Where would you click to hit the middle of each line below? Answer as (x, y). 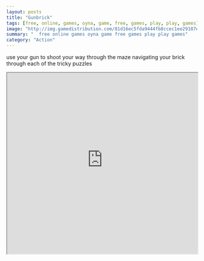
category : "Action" (31, 40)
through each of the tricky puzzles (49, 63)
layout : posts (24, 12)
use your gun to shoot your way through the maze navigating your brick (96, 57)
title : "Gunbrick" (29, 18)
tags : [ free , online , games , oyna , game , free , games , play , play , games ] (103, 23)
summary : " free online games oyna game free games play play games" (97, 34)
